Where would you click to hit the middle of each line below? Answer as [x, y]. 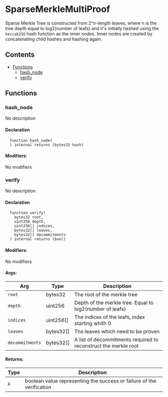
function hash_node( [31, 140]
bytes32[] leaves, [33, 231]
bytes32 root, [29, 217]
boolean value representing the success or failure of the [90, 380]
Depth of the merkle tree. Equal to [114, 302]
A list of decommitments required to [116, 339]
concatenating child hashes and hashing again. [54, 39]
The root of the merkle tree [106, 294]
